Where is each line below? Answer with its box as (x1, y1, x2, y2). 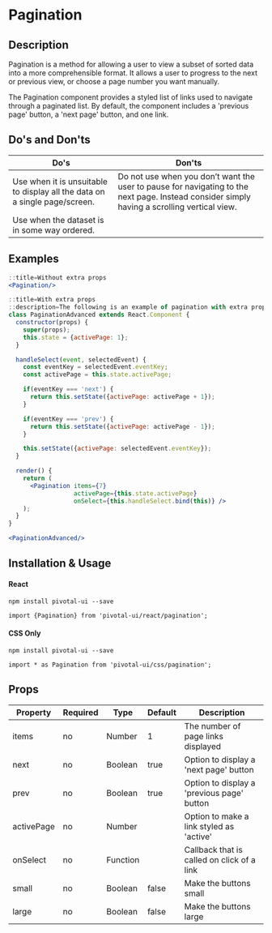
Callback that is (184, 844, 243, 855)
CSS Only (8, 628, 41, 638)
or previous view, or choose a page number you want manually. (8, 77, 220, 86)
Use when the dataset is (12, 214, 104, 225)
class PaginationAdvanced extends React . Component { (8, 310, 190, 319)
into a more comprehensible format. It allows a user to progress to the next (8, 68, 257, 78)
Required (62, 707, 99, 718)
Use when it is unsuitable (12, 176, 108, 187)
